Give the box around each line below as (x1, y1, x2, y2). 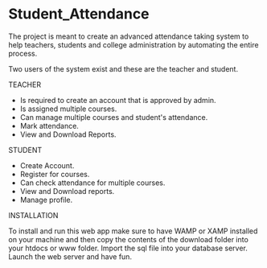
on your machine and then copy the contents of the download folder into (8, 234, 249, 244)
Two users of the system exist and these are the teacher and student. (8, 64, 239, 73)
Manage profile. (19, 195, 73, 204)
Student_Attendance (8, 5, 150, 23)
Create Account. (19, 160, 75, 170)
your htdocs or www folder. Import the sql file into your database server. (8, 243, 248, 253)
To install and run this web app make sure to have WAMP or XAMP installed (8, 226, 258, 236)
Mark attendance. (19, 121, 79, 130)
